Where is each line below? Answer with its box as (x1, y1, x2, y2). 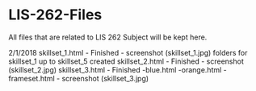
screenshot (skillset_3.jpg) (61, 73, 149, 83)
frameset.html (8, 73, 55, 83)
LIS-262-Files (8, 6, 103, 24)
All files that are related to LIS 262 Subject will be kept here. (8, 32, 208, 42)
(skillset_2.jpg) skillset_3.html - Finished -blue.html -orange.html (8, 64, 222, 74)
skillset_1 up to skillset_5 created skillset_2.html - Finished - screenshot (8, 56, 244, 66)
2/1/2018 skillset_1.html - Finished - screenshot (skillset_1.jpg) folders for (8, 48, 248, 57)
